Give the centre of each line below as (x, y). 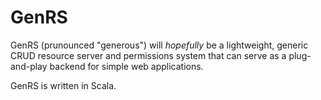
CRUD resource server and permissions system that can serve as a (148, 55)
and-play (29, 66)
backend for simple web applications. (126, 66)
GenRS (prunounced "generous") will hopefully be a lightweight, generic (159, 45)
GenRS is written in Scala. (63, 85)
